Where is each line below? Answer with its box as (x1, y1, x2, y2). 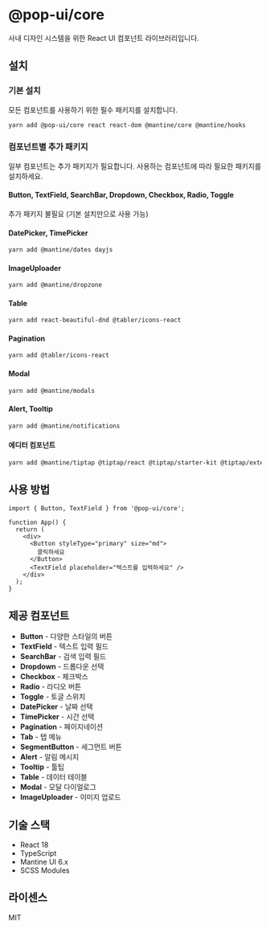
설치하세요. (8, 171, 43, 181)
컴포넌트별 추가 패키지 (8, 141, 88, 153)
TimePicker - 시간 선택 (19, 712, 95, 722)
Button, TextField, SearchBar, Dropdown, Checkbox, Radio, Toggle (8, 190, 235, 200)
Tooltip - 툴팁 (19, 762, 65, 772)
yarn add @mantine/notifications (8, 422, 121, 430)
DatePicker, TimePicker (8, 227, 88, 238)
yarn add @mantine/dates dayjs (8, 246, 113, 254)
